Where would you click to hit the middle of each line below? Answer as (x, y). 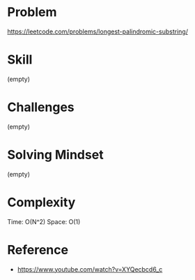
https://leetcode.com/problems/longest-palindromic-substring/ (97, 31)
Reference (38, 250)
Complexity (41, 202)
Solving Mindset (55, 155)
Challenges (41, 107)
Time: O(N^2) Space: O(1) (44, 221)
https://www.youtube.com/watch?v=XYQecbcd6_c (90, 269)
